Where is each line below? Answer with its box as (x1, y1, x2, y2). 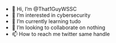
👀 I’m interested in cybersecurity (11, 12, 91, 19)
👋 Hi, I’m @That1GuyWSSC (11, 6, 77, 12)
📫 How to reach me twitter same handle (11, 31, 110, 37)
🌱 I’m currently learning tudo (11, 18, 81, 24)
